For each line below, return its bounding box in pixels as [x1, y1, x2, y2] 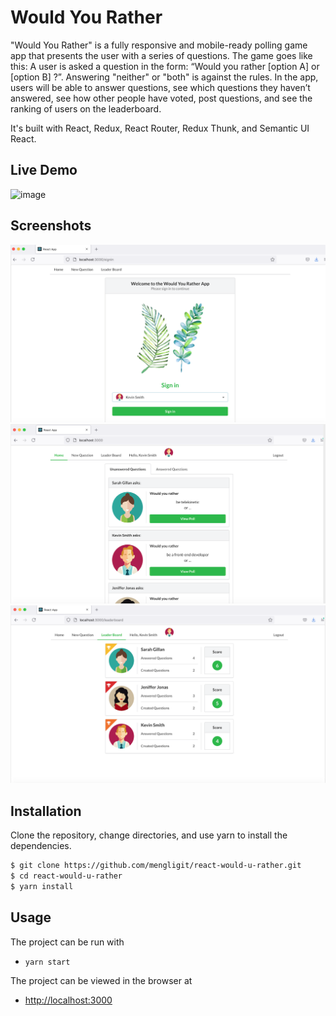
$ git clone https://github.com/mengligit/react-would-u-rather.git [10, 861, 302, 871]
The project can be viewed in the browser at [10, 974, 193, 986]
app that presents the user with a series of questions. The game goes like [10, 49, 313, 61]
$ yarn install [10, 882, 74, 892]
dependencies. [10, 840, 72, 852]
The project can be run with [10, 936, 125, 948]
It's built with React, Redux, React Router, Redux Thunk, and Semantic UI [10, 122, 310, 134]
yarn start [24, 957, 71, 967]
